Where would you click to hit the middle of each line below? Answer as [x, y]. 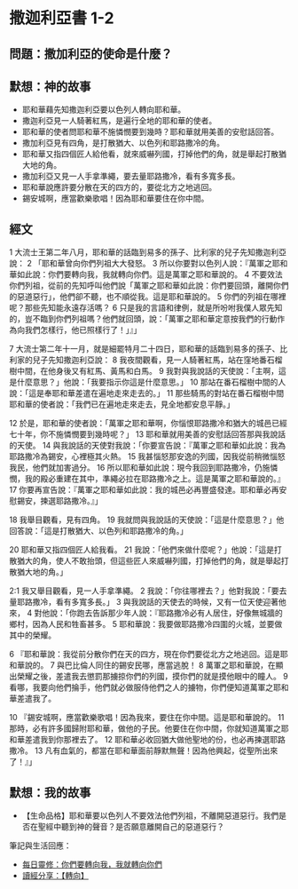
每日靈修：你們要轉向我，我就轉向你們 [92, 865]
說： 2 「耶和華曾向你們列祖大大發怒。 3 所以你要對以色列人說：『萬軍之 [141, 264]
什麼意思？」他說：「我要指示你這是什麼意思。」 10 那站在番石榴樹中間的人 [151, 382]
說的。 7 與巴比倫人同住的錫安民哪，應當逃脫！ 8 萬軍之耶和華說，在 [150, 665]
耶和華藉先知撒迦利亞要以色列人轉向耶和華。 [104, 110]
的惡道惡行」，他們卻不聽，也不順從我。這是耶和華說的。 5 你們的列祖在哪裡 [148, 297]
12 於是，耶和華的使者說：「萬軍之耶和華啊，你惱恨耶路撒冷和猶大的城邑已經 [149, 424]
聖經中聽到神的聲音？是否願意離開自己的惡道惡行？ [131, 827]
